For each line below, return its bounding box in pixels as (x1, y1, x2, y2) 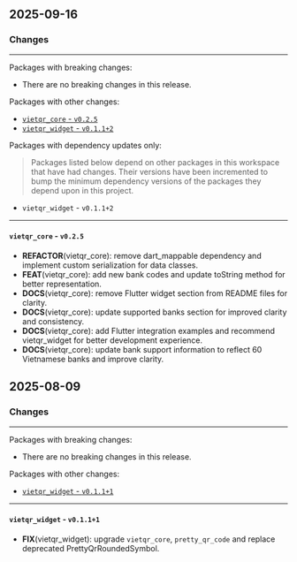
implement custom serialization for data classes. (21, 260, 199, 270)
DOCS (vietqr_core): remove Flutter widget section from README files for (21, 287, 288, 299)
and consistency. (21, 315, 85, 326)
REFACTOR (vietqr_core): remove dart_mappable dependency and (21, 250, 263, 261)
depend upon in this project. (30, 185, 134, 195)
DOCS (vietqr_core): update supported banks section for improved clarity (21, 307, 287, 317)
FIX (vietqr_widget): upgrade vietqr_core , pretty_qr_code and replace (21, 534, 276, 544)
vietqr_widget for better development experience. (21, 335, 203, 346)
